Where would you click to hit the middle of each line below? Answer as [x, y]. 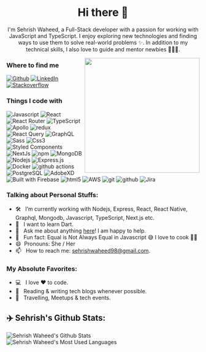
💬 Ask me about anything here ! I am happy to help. [80, 230]
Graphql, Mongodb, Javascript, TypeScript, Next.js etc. [85, 217]
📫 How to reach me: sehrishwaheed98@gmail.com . [83, 250]
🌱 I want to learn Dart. [44, 224]
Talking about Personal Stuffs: [52, 195]
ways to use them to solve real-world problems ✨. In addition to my [103, 42]
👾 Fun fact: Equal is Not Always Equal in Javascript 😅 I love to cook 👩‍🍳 [106, 237]
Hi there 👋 [103, 13]
